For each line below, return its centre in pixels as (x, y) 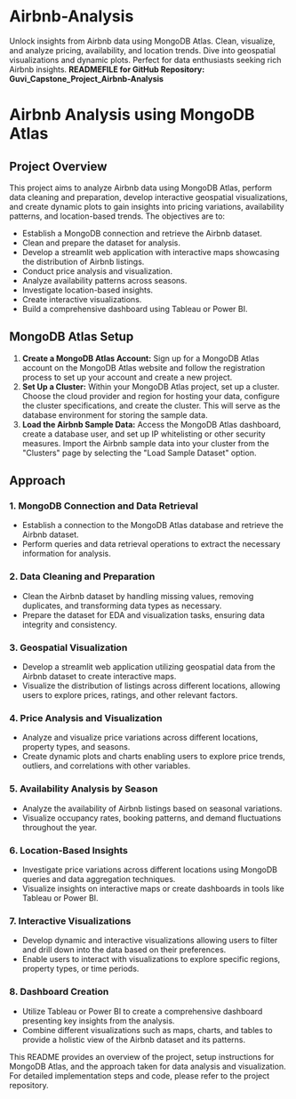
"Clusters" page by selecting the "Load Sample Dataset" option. (139, 453)
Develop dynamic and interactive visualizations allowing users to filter (150, 941)
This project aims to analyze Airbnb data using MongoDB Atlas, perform (141, 188)
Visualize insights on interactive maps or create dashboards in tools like (153, 888)
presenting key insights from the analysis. (98, 1021)
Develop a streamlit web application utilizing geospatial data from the (148, 667)
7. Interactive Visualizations (70, 920)
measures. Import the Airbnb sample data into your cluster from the (145, 443)
